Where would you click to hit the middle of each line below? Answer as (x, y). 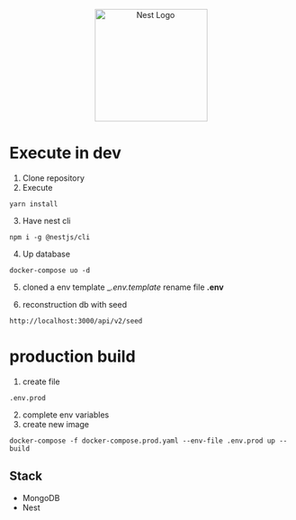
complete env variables (66, 415)
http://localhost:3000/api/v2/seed (76, 321)
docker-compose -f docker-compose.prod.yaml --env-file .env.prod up (143, 441)
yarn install (34, 204)
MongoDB (41, 498)
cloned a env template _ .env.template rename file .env (123, 287)
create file (41, 381)
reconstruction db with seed (75, 304)
